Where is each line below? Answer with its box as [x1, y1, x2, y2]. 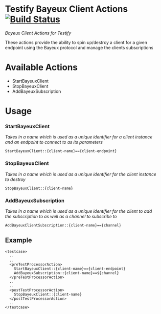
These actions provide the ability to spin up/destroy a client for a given [5, 39, 148, 45]
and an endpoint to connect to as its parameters [5, 139, 103, 145]
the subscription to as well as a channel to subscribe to [5, 213, 117, 219]
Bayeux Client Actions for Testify [5, 30, 71, 36]
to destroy [5, 176, 26, 182]
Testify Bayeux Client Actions [5, 3, 128, 15]
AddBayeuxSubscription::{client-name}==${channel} [14, 270, 119, 275]
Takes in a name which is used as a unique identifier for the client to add [5, 208, 152, 214]
